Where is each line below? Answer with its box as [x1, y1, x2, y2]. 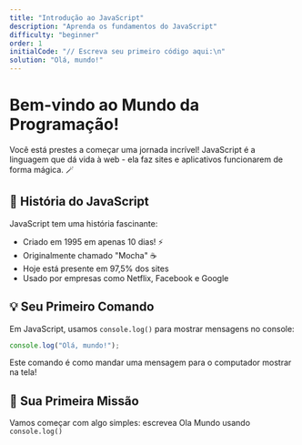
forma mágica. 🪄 [9, 164, 75, 175]
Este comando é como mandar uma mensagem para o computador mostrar [9, 357, 292, 369]
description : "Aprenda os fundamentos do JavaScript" [9, 22, 218, 31]
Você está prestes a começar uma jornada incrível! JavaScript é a [9, 144, 257, 155]
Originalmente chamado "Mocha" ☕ [22, 249, 157, 260]
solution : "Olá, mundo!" [9, 56, 104, 65]
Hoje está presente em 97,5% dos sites [22, 263, 170, 274]
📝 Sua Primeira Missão [9, 393, 139, 409]
